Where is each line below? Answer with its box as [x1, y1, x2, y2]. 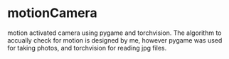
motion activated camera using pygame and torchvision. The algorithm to [7, 28, 222, 37]
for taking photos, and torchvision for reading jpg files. [7, 43, 167, 52]
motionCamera [7, 5, 97, 21]
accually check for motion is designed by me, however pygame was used [7, 36, 223, 44]
